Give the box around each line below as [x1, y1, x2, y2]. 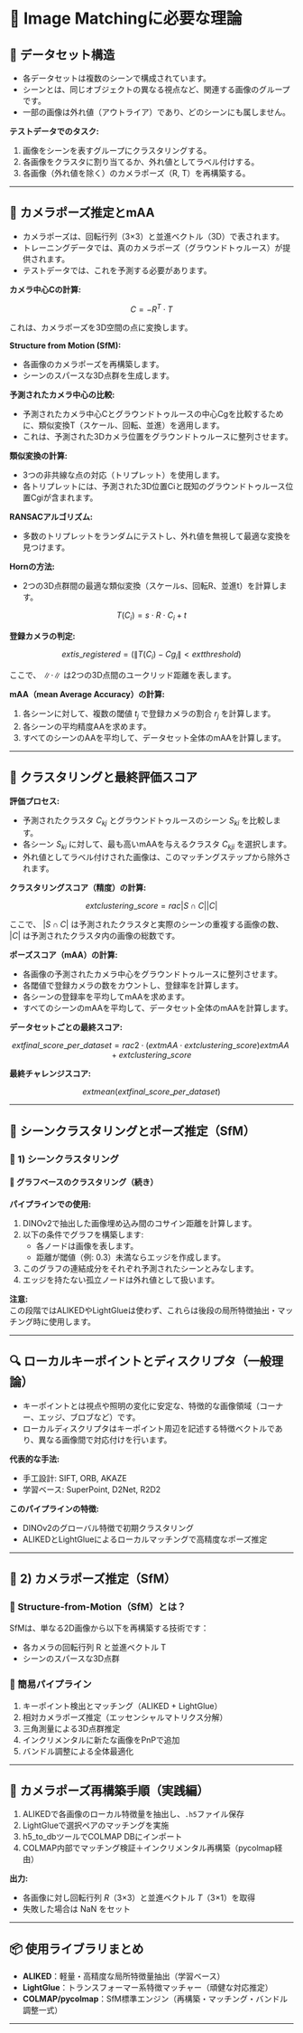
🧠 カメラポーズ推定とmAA [9, 205, 155, 221]
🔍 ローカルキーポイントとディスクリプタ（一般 [9, 1354, 272, 1369]
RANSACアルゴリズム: [9, 512, 93, 523]
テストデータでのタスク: [9, 126, 99, 137]
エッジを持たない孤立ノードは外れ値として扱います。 [22, 1274, 219, 1285]
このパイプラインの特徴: [9, 1503, 99, 1514]
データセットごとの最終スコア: [9, 1022, 124, 1033]
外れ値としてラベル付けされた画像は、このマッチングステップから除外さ [22, 852, 291, 863]
